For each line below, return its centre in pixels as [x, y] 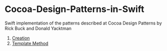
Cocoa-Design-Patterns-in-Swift [74, 9]
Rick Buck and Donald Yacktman [38, 28]
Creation [21, 38]
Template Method [30, 43]
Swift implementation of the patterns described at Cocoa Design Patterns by [83, 23]
